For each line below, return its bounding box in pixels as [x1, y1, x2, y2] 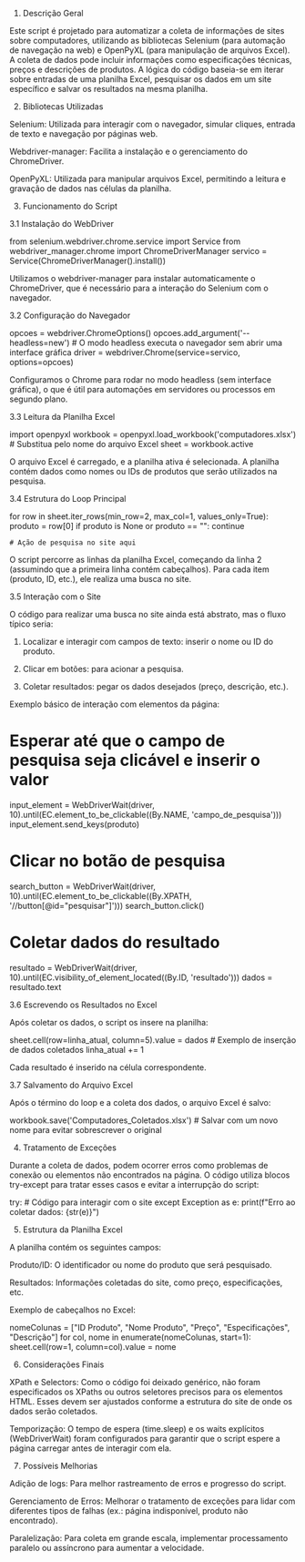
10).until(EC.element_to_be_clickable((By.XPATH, [9, 890, 193, 901]
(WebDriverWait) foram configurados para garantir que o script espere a [9, 1433, 280, 1444]
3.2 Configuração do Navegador [9, 310, 131, 321]
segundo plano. [9, 393, 68, 404]
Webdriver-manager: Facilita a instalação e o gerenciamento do [9, 146, 249, 157]
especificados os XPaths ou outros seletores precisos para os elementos [9, 1386, 284, 1397]
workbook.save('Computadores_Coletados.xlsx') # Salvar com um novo [9, 1115, 279, 1126]
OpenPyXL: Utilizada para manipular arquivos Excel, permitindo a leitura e [9, 173, 287, 184]
